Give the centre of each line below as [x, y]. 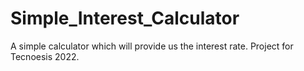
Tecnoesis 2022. [45, 56]
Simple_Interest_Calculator [125, 18]
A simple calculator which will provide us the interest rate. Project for [152, 46]
